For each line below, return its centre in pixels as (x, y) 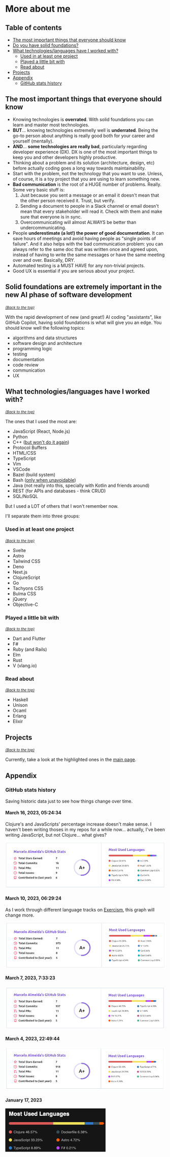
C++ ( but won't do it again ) (41, 442)
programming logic (32, 348)
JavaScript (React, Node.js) (41, 431)
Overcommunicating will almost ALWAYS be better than (78, 222)
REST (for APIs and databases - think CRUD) (59, 491)
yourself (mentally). (33, 141)
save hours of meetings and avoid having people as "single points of (84, 238)
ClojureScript (26, 577)
